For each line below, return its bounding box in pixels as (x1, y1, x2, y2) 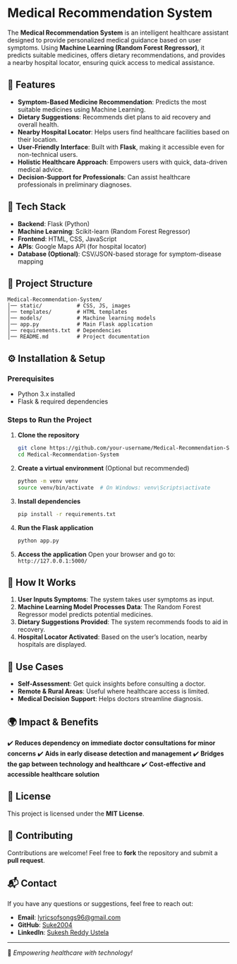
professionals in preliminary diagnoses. (17, 180, 132, 189)
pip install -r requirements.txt (17, 510, 116, 517)
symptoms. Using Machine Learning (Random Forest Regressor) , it (7, 43, 205, 52)
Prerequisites (7, 373, 54, 383)
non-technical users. (17, 150, 78, 158)
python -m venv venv (17, 478, 78, 485)
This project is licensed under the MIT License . (7, 809, 145, 818)
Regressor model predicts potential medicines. (17, 610, 153, 619)
